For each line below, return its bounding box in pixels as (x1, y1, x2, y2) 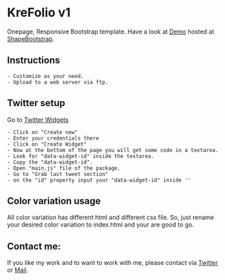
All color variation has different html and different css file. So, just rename (7, 214, 214, 222)
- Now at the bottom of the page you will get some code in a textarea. (7, 147, 219, 153)
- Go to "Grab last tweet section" (7, 170, 109, 177)
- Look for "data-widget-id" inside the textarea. (7, 153, 155, 160)
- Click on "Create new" (7, 129, 78, 136)
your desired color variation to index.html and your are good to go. (7, 220, 194, 229)
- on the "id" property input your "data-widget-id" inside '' (7, 177, 191, 183)
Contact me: (7, 240, 62, 252)
